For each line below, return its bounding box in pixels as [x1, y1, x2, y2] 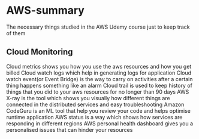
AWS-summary [6, 4, 85, 17]
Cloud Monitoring [6, 47, 73, 57]
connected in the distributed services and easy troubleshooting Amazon [6, 101, 185, 108]
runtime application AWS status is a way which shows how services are [6, 113, 183, 121]
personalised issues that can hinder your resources [6, 126, 133, 133]
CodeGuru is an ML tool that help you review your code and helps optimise [6, 107, 191, 114]
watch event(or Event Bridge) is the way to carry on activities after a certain [6, 75, 193, 82]
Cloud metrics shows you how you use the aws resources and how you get [6, 63, 192, 70]
